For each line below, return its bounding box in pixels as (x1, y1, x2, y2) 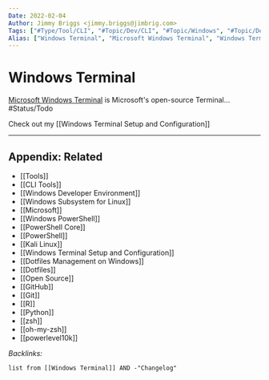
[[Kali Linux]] (19, 240, 62, 249)
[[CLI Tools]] (19, 180, 62, 189)
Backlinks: (8, 349, 42, 358)
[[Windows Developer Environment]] (19, 188, 141, 197)
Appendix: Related (8, 150, 102, 164)
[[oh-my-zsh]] (19, 325, 67, 334)
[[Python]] (19, 308, 54, 317)
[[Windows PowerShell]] (19, 214, 101, 223)
